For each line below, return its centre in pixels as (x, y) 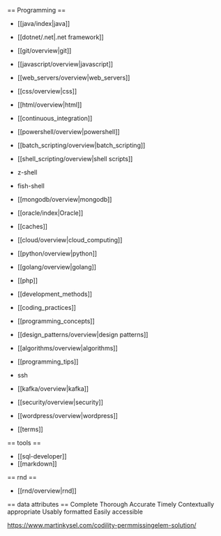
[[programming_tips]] (48, 362)
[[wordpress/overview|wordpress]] (68, 416)
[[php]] (28, 281)
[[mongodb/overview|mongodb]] (64, 199)
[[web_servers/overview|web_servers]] (74, 77)
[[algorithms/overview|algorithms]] (67, 348)
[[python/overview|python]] (57, 253)
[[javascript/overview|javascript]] (65, 64)
